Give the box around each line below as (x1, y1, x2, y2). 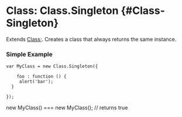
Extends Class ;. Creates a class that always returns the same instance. (6, 36, 177, 42)
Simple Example (6, 50, 53, 58)
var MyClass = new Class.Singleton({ (6, 63, 98, 69)
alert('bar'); (19, 79, 54, 85)
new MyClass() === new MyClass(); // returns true (6, 104, 128, 111)
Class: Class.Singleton (6, 4, 119, 17)
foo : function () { (16, 74, 67, 80)
